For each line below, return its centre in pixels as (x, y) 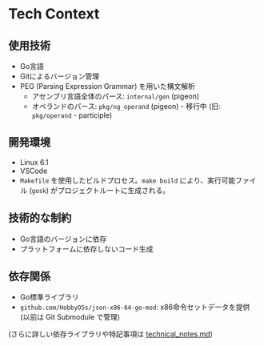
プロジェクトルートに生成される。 (114, 190)
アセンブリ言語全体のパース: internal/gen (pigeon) (116, 96)
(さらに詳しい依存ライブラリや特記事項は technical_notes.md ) (111, 334)
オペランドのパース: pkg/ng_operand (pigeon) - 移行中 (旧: (126, 106)
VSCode (34, 171)
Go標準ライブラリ (49, 297)
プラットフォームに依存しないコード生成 (86, 248)
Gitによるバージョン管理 (60, 76)
